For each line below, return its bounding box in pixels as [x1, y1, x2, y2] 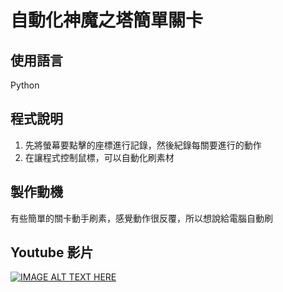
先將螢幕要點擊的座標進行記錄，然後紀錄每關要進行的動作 [24, 139, 262, 151]
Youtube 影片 [10, 244, 94, 261]
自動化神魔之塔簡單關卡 [10, 9, 204, 32]
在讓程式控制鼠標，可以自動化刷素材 [24, 151, 175, 163]
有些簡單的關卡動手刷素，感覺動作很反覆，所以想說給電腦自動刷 [10, 212, 273, 224]
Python [10, 79, 40, 91]
